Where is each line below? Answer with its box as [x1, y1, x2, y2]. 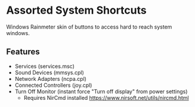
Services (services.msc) [14, 62, 75, 70]
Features [6, 47, 40, 57]
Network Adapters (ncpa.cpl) [14, 75, 86, 82]
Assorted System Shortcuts [6, 4, 147, 17]
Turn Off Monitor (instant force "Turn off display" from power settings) [14, 87, 188, 95]
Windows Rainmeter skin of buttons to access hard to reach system [6, 23, 172, 30]
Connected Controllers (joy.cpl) [14, 81, 92, 89]
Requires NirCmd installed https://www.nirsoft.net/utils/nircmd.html [23, 94, 189, 101]
